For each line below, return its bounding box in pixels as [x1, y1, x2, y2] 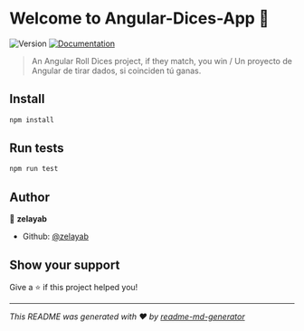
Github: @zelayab [22, 231, 89, 242]
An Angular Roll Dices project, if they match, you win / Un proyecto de [31, 55, 292, 66]
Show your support [9, 257, 120, 272]
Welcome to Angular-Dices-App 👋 [9, 8, 270, 29]
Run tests [9, 140, 64, 156]
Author [9, 189, 50, 204]
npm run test [9, 165, 59, 174]
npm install [9, 115, 54, 125]
